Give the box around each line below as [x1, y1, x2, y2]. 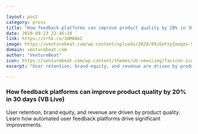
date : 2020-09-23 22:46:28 [6, 30, 72, 36]
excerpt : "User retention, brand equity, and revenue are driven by [6, 63, 178, 69]
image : [6, 41, 22, 47]
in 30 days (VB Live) [6, 95, 65, 103]
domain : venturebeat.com [6, 47, 67, 53]
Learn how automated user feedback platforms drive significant [6, 115, 161, 122]
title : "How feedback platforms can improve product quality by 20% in [6, 25, 186, 31]
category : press [6, 19, 46, 25]
